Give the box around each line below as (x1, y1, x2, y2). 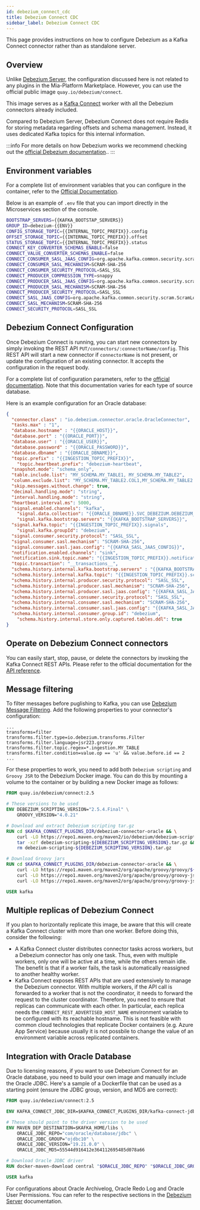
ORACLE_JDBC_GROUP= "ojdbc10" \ (17, 1136, 95, 1142)
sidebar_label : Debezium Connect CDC (6, 20, 100, 26)
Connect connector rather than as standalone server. (6, 42, 136, 50)
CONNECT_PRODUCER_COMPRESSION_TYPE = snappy (6, 273, 113, 279)
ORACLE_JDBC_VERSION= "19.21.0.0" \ (17, 1141, 105, 1147)
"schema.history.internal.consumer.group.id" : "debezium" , (11, 611, 161, 617)
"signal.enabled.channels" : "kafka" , (11, 505, 105, 511)
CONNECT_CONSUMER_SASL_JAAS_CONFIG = (6, 256, 97, 263)
